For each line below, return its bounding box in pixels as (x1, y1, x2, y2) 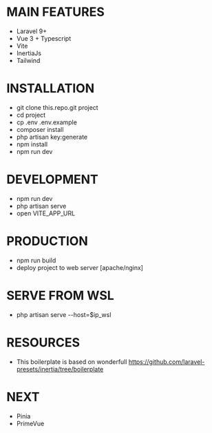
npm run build (16, 256, 56, 264)
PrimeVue (16, 419, 45, 427)
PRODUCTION (6, 233, 88, 249)
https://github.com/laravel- (128, 357, 205, 366)
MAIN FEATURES (6, 4, 105, 20)
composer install (16, 125, 64, 133)
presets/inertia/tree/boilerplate (16, 365, 104, 373)
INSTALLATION (6, 81, 94, 97)
